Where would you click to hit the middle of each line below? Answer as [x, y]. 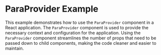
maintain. [14, 48]
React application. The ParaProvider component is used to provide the [77, 27]
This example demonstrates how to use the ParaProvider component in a [80, 22]
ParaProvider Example [52, 9]
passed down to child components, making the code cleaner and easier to [81, 43]
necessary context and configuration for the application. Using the [73, 33]
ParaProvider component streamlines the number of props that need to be [81, 38]
